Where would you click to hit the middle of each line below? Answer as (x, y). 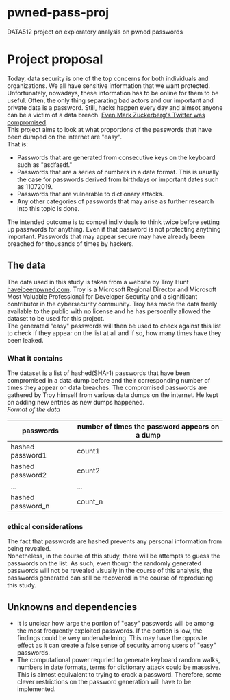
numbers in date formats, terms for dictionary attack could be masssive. (119, 667)
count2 (89, 471)
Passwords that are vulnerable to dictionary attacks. (90, 194)
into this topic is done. (48, 208)
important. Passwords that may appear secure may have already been (106, 236)
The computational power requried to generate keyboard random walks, (118, 660)
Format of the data (34, 409)
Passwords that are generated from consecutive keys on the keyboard (116, 157)
